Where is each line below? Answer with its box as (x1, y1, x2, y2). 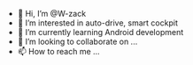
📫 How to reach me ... (17, 47, 100, 56)
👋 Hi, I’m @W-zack (17, 9, 87, 18)
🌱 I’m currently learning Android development (17, 27, 184, 37)
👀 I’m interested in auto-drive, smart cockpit (17, 18, 179, 28)
